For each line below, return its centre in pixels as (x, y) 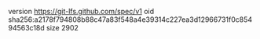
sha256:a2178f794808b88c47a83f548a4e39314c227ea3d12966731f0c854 (130, 19)
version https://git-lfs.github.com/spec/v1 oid (81, 11)
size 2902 (62, 28)
